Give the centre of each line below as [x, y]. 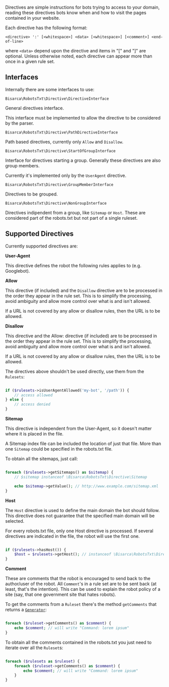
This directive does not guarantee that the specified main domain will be [80, 516]
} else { [14, 400]
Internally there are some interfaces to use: [50, 89]
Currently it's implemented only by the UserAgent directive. [66, 175]
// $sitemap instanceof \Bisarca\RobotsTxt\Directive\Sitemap [81, 477]
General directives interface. [35, 108]
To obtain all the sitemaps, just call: [41, 459]
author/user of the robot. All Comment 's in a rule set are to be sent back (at [81, 584]
